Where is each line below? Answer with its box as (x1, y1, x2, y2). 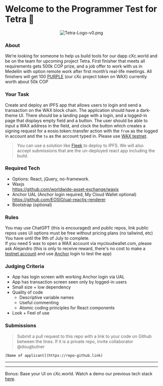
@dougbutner (16, 344, 45, 350)
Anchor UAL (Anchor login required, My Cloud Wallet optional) (12, 191, 137, 197)
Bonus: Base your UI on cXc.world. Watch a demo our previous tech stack (5, 370, 153, 376)
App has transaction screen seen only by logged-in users (12, 279, 127, 285)
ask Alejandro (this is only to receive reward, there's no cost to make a (5, 246, 146, 251)
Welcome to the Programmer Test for (5, 3, 157, 15)
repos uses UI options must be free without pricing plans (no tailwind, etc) (5, 230, 153, 236)
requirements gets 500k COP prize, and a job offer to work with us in (5, 63, 143, 69)
